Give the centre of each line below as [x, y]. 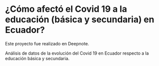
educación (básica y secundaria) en [80, 19]
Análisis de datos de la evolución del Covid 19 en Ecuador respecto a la [77, 53]
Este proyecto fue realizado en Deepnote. [47, 43]
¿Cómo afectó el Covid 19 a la [66, 9]
